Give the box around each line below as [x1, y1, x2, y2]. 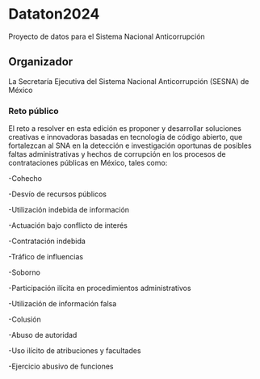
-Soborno [8, 267, 40, 277]
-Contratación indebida [8, 236, 86, 246]
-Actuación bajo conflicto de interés [8, 221, 128, 230]
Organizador [8, 55, 73, 69]
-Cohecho [8, 174, 43, 183]
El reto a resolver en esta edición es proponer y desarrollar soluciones [8, 124, 242, 133]
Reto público [8, 105, 59, 116]
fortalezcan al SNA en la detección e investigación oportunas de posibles [8, 141, 252, 150]
